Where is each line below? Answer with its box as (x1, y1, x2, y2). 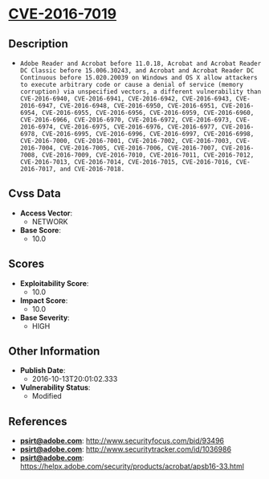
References (8, 415, 67, 428)
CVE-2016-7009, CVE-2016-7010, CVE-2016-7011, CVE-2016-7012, (41, 151, 255, 159)
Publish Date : (19, 366, 66, 375)
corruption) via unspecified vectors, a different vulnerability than (19, 88, 262, 96)
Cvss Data (8, 186, 62, 201)
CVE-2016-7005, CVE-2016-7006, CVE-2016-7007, (59, 144, 218, 152)
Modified (31, 391, 62, 401)
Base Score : (19, 225, 62, 235)
